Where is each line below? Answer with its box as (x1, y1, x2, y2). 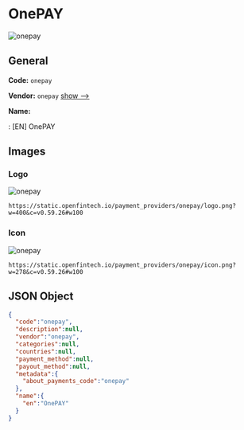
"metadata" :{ (15, 369, 59, 378)
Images (8, 145, 46, 158)
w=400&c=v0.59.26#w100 (8, 209, 83, 217)
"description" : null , (15, 326, 83, 334)
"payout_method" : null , (15, 362, 91, 370)
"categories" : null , (15, 340, 80, 349)
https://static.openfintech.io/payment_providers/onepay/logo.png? (8, 202, 237, 210)
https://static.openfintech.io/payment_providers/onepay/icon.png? (8, 260, 237, 269)
